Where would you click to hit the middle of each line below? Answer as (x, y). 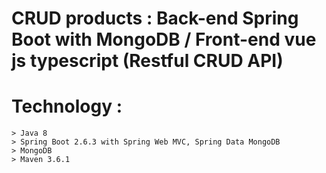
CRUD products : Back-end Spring (155, 18)
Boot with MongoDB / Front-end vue (164, 39)
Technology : (67, 106)
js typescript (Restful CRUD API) (147, 61)
